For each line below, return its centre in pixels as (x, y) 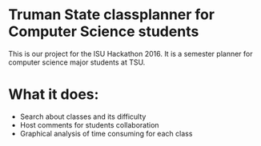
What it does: (54, 95)
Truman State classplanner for (111, 15)
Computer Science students (104, 32)
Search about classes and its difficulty (83, 116)
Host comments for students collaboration (89, 124)
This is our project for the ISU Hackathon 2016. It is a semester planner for (131, 53)
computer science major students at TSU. (77, 62)
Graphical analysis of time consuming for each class (106, 133)
